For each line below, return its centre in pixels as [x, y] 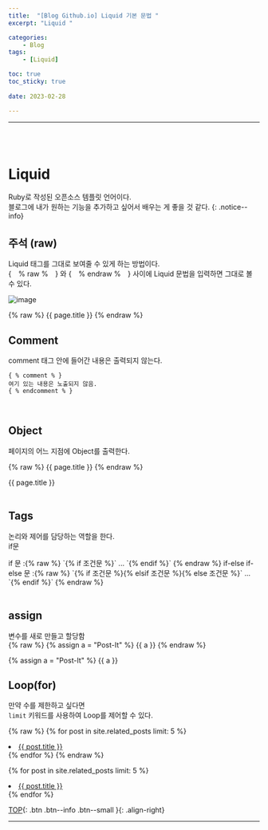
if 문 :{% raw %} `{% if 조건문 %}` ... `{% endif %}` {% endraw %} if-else [126, 563]
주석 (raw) [33, 243]
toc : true [25, 74]
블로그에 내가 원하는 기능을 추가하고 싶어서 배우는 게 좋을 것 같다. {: [112, 207]
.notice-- [233, 207]
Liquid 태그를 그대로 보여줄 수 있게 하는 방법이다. [84, 264]
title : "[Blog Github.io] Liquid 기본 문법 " [84, 16]
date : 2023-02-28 [37, 96]
